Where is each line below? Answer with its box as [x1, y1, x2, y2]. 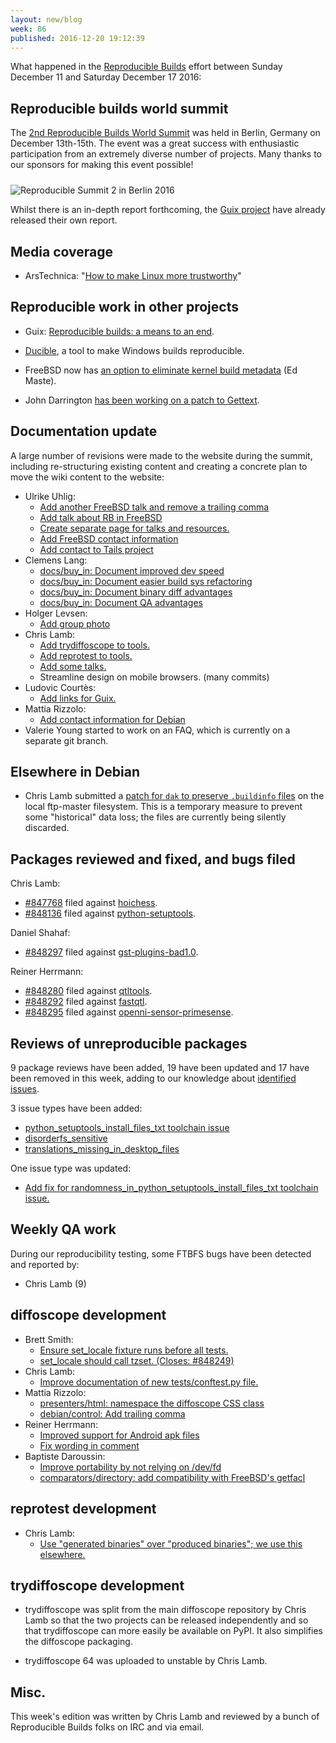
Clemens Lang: [24, 554, 88, 566]
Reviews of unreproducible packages [10, 1035, 248, 1052]
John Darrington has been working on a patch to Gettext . [24, 394, 260, 406]
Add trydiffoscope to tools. [39, 639, 151, 651]
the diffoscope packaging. [24, 1636, 133, 1648]
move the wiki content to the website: [10, 471, 165, 483]
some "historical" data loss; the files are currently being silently [24, 811, 287, 823]
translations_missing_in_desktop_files [24, 1143, 180, 1155]
